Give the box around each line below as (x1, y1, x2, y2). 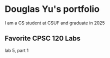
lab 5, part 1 (4, 47, 28, 53)
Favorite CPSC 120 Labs (4, 34, 81, 43)
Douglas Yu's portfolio (4, 3, 100, 15)
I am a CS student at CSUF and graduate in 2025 (4, 20, 105, 26)
